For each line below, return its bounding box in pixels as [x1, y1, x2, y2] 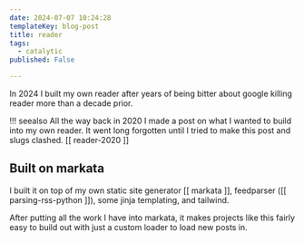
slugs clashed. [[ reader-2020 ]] [9, 135, 130, 145]
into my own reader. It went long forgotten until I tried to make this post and [9, 125, 291, 136]
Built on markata [9, 160, 104, 177]
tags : [9, 38, 30, 48]
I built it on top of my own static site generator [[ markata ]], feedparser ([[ [9, 185, 288, 196]
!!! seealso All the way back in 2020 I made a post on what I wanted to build [9, 115, 292, 126]
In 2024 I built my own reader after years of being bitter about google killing [9, 88, 293, 99]
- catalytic [17, 47, 64, 56]
